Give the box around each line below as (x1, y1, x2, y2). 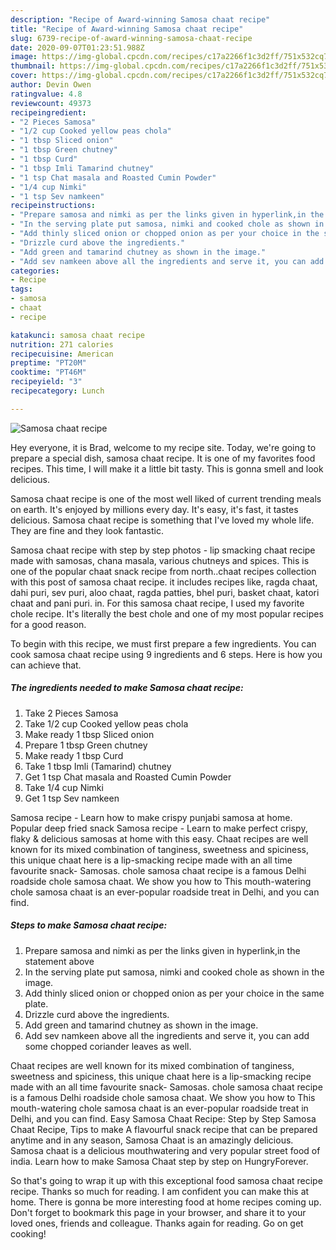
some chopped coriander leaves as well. (24, 1040, 192, 1052)
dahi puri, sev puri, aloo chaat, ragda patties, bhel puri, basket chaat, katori (10, 586, 320, 598)
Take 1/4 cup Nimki (24, 781, 104, 793)
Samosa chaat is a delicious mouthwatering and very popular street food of (10, 1144, 321, 1156)
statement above (24, 955, 95, 967)
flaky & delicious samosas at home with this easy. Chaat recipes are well (10, 832, 309, 845)
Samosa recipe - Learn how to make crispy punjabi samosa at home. (10, 811, 293, 823)
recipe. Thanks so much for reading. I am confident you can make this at (10, 1185, 310, 1197)
